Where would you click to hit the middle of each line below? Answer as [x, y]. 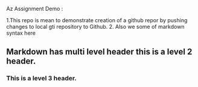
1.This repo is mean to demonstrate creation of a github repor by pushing [97, 20]
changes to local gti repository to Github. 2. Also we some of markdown [95, 27]
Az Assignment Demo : [35, 9]
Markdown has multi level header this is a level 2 [99, 52]
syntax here [21, 33]
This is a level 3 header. [42, 79]
